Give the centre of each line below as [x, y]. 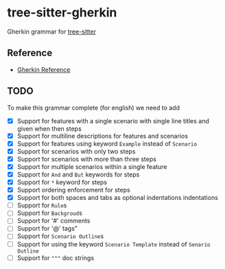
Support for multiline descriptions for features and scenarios [103, 136]
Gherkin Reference [44, 69]
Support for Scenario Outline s [60, 236]
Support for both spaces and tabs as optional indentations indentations [117, 198]
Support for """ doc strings [56, 257]
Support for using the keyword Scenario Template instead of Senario [114, 244]
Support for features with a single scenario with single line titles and [113, 120]
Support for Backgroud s [49, 213]
